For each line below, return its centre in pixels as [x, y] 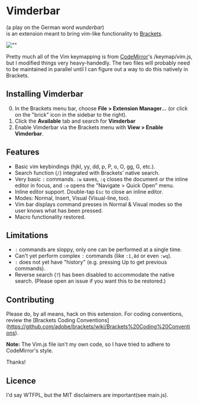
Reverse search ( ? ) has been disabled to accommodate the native [95, 275]
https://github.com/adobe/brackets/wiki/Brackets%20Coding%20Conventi [99, 326]
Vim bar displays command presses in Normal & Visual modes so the [98, 204]
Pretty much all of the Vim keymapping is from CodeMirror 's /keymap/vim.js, [99, 56]
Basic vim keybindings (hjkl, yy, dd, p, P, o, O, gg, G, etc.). [85, 166]
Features [23, 152]
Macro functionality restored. [50, 217]
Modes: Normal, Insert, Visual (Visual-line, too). [72, 198]
